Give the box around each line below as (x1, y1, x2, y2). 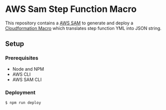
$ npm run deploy (5, 100, 41, 105)
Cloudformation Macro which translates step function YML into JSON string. (5, 25, 162, 31)
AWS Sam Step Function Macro (5, 3, 137, 15)
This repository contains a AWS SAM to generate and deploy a (5, 20, 134, 26)
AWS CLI (12, 71, 31, 77)
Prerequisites (5, 55, 38, 62)
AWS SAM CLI (12, 76, 42, 83)
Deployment (5, 89, 36, 96)
